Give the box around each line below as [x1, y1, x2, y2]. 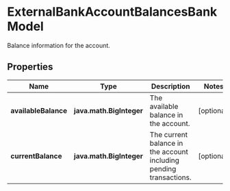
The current [149, 129, 188, 139]
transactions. [149, 173, 192, 182]
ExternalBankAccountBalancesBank [7, 4, 218, 20]
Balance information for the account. [7, 41, 111, 49]
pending [149, 164, 177, 173]
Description [151, 81, 190, 91]
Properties [7, 61, 53, 73]
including [149, 155, 180, 165]
